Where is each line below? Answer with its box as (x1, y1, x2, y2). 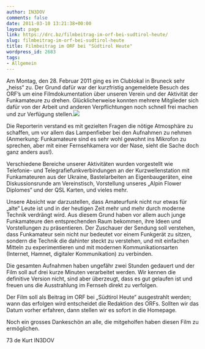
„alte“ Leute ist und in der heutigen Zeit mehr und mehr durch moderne (6, 205, 185, 212)
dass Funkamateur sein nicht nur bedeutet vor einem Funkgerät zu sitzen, (6, 230, 192, 238)
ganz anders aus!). (6, 148, 54, 156)
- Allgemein (6, 60, 37, 66)
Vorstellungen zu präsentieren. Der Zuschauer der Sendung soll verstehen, (6, 224, 195, 231)
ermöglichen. (6, 325, 40, 332)
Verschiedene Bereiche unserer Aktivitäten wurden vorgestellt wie (6, 160, 173, 167)
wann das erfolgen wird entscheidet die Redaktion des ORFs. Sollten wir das (6, 299, 199, 307)
